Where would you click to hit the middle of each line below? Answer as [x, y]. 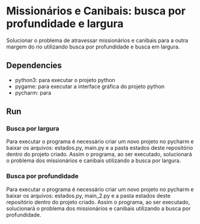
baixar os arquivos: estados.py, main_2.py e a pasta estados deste [89, 195]
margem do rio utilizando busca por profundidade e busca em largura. [93, 47]
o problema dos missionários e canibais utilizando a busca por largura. [94, 161]
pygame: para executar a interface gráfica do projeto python [90, 86]
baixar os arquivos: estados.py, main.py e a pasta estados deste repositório [100, 148]
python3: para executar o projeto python [65, 80]
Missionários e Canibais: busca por [96, 11]
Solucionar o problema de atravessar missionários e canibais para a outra [97, 40]
